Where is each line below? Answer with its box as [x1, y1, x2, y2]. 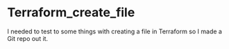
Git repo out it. [7, 34, 49, 42]
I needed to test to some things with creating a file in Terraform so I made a [7, 27, 222, 35]
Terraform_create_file [7, 5, 135, 20]
